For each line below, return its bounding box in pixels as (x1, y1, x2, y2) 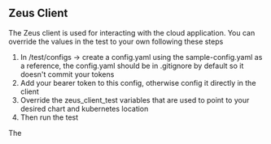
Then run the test (20, 112, 79, 122)
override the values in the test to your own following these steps (8, 36, 224, 46)
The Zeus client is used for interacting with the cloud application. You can (8, 28, 256, 37)
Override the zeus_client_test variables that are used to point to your (20, 95, 250, 104)
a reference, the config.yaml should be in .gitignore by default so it (20, 61, 244, 70)
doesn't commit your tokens (20, 69, 115, 79)
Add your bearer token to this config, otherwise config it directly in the (20, 78, 256, 87)
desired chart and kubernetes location (20, 104, 149, 113)
